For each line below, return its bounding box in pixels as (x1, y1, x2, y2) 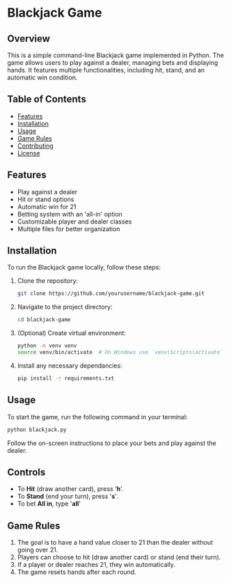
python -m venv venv (17, 343, 77, 350)
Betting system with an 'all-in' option (17, 210, 123, 218)
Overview (7, 33, 51, 45)
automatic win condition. (7, 73, 78, 81)
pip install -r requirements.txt (17, 375, 115, 382)
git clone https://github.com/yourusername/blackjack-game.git (17, 290, 205, 297)
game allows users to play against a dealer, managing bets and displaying (7, 59, 218, 67)
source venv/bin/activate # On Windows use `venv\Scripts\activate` (17, 349, 224, 356)
